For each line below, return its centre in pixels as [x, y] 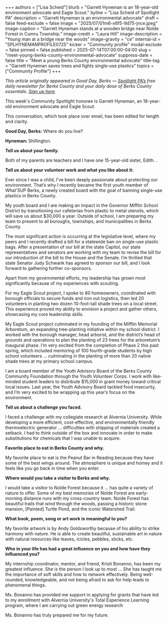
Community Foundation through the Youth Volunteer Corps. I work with [78, 376]
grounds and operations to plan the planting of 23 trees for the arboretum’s [83, 340]
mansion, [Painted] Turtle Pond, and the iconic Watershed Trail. [70, 509]
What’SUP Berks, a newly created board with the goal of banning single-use [84, 190]
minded [13, 382]
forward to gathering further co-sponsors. [49, 268]
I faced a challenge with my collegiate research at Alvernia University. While [83, 417]
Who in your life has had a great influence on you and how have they [78, 549]
